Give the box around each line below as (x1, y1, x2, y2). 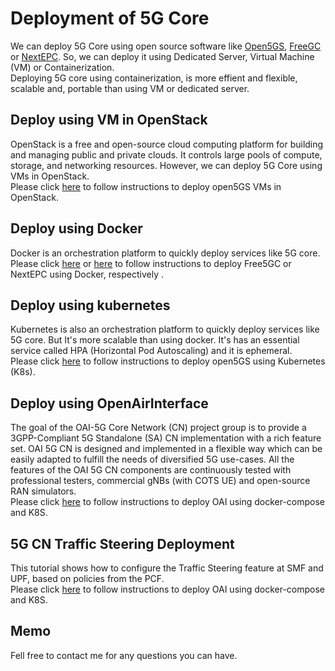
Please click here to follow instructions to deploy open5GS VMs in (10, 180, 282, 192)
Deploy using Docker (10, 220, 143, 237)
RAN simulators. (10, 485, 77, 497)
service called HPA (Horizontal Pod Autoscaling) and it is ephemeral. (10, 345, 293, 357)
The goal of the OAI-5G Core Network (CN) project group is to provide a (10, 422, 307, 434)
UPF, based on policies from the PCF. (10, 573, 165, 584)
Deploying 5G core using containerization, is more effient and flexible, (10, 72, 298, 84)
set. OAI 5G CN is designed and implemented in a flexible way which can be (10, 443, 323, 455)
